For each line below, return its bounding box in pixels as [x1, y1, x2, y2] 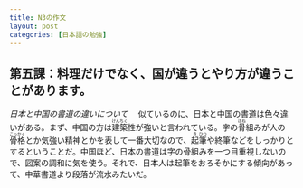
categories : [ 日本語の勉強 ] [9, 30, 107, 39]
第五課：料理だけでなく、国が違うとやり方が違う [9, 65, 283, 81]
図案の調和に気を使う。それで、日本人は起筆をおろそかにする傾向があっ [24, 157, 294, 168]
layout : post [9, 22, 59, 31]
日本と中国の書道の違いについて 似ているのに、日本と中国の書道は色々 [9, 108, 281, 119]
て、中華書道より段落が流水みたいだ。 [9, 169, 152, 180]
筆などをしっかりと [223, 135, 295, 146]
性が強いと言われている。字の [128, 122, 238, 133]
